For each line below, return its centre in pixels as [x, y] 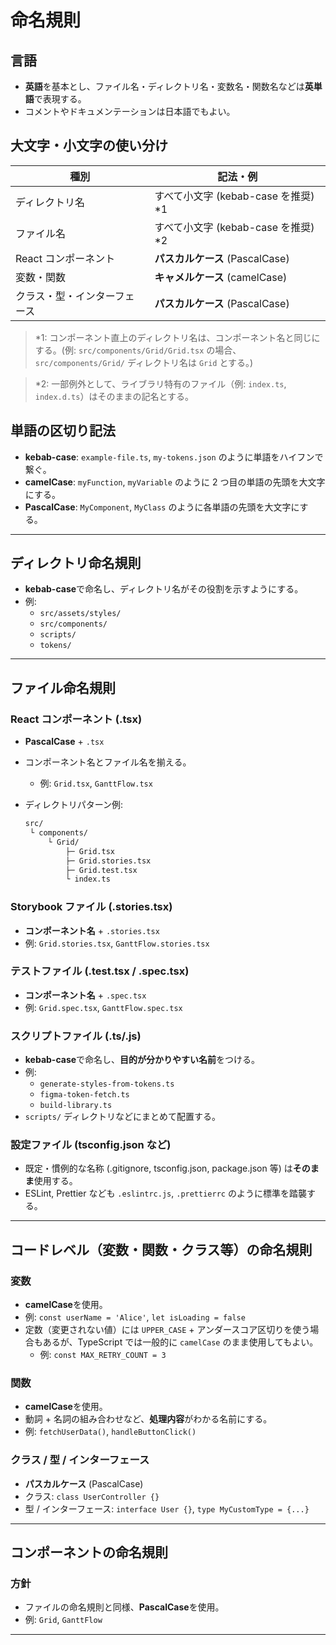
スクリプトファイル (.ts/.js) [76, 1036]
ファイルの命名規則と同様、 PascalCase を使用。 [124, 1607]
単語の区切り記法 [63, 431]
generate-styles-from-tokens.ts [107, 1084]
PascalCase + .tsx [64, 742]
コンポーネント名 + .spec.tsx [85, 995]
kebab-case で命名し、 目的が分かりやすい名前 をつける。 [142, 1060]
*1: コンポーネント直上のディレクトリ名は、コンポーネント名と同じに [177, 337]
